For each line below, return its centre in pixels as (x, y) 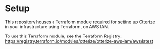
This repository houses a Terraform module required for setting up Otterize (80, 22)
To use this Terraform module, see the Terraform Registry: (63, 36)
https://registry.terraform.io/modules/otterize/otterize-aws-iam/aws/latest (79, 41)
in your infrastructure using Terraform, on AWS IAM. (57, 26)
